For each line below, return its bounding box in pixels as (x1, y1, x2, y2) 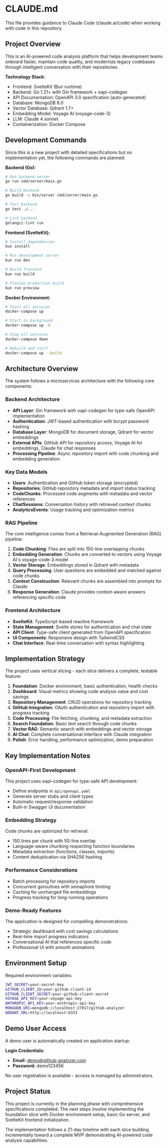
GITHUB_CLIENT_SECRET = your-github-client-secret (5, 991, 109, 996)
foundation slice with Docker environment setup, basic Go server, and (5, 1111, 150, 1117)
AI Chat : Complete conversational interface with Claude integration (12, 731, 152, 738)
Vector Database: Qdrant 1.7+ (12, 105, 74, 111)
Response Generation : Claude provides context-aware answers (12, 589, 146, 595)
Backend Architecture (5, 396, 60, 403)
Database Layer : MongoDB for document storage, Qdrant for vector (12, 429, 154, 435)
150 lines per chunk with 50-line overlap (12, 838, 96, 844)
